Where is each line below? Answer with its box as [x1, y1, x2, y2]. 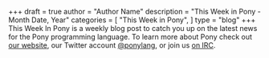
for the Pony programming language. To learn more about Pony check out [8, 32, 253, 41]
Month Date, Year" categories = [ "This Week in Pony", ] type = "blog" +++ [8, 15, 256, 25]
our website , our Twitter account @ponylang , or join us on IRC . [8, 41, 216, 50]
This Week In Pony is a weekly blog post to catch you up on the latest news [8, 24, 258, 33]
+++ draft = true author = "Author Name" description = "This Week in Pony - [8, 7, 261, 16]
